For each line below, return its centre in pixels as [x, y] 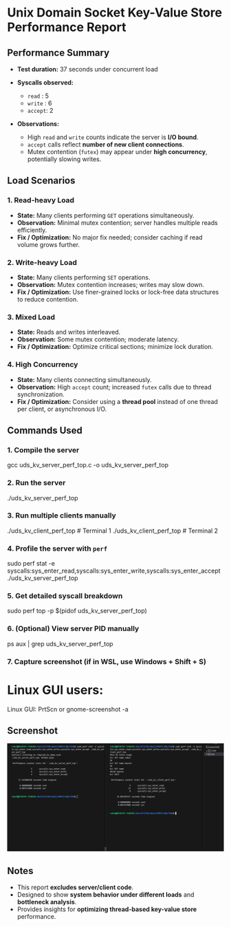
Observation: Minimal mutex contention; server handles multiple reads [117, 222]
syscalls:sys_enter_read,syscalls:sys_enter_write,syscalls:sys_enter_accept [114, 571]
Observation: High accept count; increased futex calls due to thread [114, 387]
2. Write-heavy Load [42, 262]
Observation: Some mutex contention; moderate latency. [98, 339]
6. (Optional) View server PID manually [73, 629]
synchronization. [41, 394]
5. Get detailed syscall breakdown [65, 596]
